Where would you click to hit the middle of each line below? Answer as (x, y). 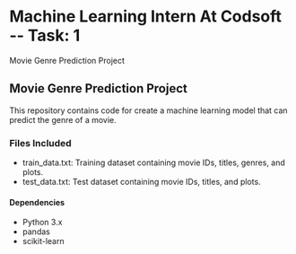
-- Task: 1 (45, 35)
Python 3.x (42, 223)
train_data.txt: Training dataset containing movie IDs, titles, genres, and (153, 162)
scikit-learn (43, 241)
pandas (36, 232)
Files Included (40, 143)
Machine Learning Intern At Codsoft (146, 17)
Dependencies (37, 202)
